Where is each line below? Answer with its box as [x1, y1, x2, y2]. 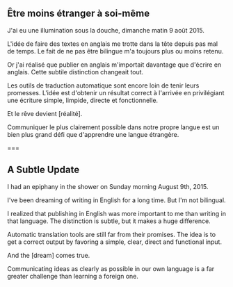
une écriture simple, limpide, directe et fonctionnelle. [7, 96, 159, 104]
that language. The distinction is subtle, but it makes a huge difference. [7, 217, 211, 225]
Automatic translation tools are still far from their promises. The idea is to [7, 230, 216, 238]
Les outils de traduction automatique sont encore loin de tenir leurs [7, 81, 200, 90]
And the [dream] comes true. [7, 251, 90, 259]
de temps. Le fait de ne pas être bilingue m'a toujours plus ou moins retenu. [7, 47, 224, 55]
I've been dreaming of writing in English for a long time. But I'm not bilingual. [7, 196, 226, 204]
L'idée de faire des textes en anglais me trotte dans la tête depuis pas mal [7, 40, 218, 48]
